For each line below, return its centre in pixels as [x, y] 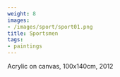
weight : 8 [22, 14]
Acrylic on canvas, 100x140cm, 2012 [60, 66]
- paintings [25, 46]
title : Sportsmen [33, 33]
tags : [15, 40]
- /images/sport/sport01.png [50, 27]
